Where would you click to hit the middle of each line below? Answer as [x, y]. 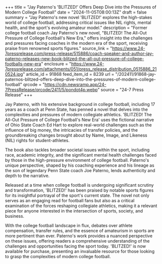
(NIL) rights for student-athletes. [37, 140]
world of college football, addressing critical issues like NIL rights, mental [78, 22]
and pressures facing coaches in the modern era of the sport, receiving [76, 43]
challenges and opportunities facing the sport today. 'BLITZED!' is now [76, 246]
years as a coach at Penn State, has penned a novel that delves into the [76, 109]
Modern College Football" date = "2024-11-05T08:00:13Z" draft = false [76, 12]
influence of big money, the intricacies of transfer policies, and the [72, 130]
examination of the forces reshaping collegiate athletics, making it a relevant [81, 206]
